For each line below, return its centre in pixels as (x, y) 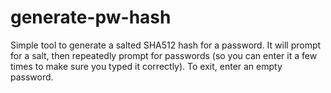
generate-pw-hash (91, 17)
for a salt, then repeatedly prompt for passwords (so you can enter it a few (164, 55)
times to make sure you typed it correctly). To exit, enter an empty (146, 66)
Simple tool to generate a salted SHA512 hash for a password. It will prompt (166, 45)
